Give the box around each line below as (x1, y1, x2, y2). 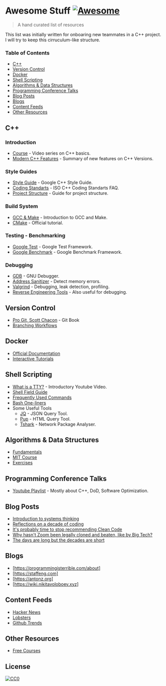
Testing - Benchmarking (5, 232, 66, 239)
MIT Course (12, 454, 37, 460)
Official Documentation (12, 350, 60, 356)
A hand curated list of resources (17, 22, 84, 28)
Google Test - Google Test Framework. (12, 243, 93, 249)
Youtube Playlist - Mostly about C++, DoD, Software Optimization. (12, 488, 149, 494)
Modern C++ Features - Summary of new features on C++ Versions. (12, 155, 154, 161)
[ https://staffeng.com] (12, 570, 59, 576)
